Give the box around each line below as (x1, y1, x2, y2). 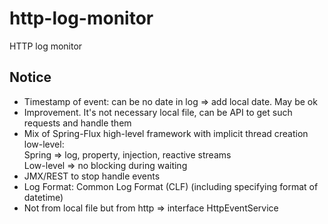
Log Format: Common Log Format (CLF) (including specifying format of (23, 180, 319, 192)
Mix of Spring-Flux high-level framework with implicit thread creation (23, 127, 309, 139)
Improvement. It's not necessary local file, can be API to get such (23, 106, 293, 118)
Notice (9, 69, 52, 86)
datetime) (23, 191, 64, 203)
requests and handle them (23, 117, 132, 129)
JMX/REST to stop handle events (23, 170, 161, 182)
